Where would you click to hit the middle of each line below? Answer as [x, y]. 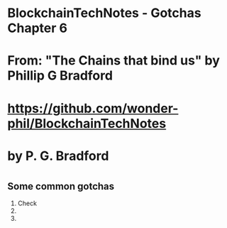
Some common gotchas [61, 186]
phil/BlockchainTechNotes [87, 123]
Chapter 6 [37, 28]
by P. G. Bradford [58, 156]
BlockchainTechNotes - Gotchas [104, 13]
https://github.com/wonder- [93, 108]
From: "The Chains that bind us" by [113, 61]
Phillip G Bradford [60, 76]
